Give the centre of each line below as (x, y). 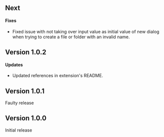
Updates (14, 65)
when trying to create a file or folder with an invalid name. (71, 37)
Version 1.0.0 (26, 118)
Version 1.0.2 (26, 52)
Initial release (19, 130)
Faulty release (20, 103)
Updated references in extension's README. (58, 76)
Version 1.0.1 (25, 91)
